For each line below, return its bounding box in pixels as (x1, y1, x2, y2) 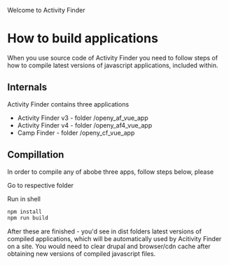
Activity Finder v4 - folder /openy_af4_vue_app (17, 121, 153, 129)
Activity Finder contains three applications (7, 100, 130, 108)
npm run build (7, 215, 49, 222)
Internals (7, 81, 48, 93)
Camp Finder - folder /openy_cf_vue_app (17, 128, 135, 137)
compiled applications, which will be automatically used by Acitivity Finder (7, 235, 222, 243)
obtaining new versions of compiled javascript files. (7, 250, 156, 258)
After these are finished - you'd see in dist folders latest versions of (7, 227, 202, 236)
